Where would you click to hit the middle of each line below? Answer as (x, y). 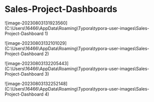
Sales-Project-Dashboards (61, 9)
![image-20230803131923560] (36, 23)
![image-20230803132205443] (37, 63)
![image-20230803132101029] (36, 43)
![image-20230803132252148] (36, 84)
